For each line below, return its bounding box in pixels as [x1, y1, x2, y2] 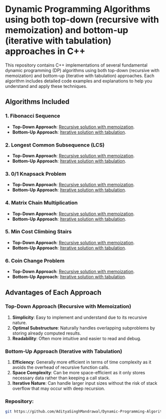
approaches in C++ [5, 46, 85, 57]
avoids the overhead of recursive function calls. [12, 364, 110, 370]
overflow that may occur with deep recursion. [12, 386, 105, 392]
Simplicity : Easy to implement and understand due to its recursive [12, 314, 147, 320]
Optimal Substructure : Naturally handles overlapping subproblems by [12, 325, 156, 331]
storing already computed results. [12, 330, 82, 336]
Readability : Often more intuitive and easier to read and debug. [12, 335, 142, 341]
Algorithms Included [5, 98, 70, 106]
